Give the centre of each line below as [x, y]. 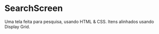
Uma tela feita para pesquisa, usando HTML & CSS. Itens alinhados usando [79, 22]
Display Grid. [17, 26]
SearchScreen [34, 8]
